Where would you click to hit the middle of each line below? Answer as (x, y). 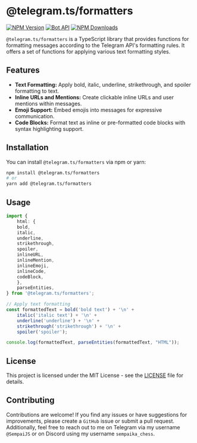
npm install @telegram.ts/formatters (53, 173)
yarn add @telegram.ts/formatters (49, 184)
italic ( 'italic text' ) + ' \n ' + (57, 315)
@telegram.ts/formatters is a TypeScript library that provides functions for (98, 39)
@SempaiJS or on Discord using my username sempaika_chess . (81, 433)
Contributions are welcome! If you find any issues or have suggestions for (97, 414)
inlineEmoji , (33, 266)
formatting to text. (37, 91)
